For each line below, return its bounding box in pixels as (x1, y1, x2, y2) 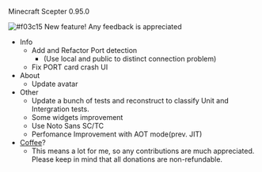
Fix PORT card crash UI (31, 62, 108, 72)
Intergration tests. (31, 104, 89, 114)
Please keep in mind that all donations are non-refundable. (31, 155, 223, 164)
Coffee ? (19, 138, 46, 147)
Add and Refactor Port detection (31, 46, 138, 54)
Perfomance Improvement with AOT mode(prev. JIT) (31, 129, 203, 139)
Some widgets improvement (31, 113, 123, 122)
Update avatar (31, 79, 78, 88)
